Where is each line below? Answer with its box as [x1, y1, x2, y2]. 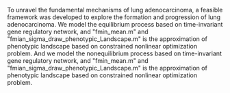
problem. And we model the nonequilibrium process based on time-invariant [7, 49, 222, 57]
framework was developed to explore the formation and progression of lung [7, 13, 221, 21]
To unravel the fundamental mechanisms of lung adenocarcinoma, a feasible [7, 6, 223, 14]
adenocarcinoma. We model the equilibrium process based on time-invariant [7, 21, 223, 28]
